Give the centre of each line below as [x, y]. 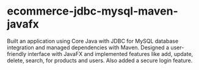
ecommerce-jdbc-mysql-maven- [93, 11]
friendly [17, 54]
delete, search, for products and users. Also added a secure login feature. [100, 60]
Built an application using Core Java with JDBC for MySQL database [93, 41]
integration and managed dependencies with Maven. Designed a [88, 47]
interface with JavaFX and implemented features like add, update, [110, 54]
